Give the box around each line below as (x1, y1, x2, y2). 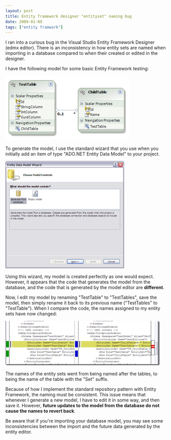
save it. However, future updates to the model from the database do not (5, 403, 160, 409)
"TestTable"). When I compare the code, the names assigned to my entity (5, 305, 161, 312)
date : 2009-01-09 (5, 19, 43, 24)
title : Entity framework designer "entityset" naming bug (5, 13, 132, 19)
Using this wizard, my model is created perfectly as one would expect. (5, 274, 154, 280)
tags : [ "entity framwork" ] (5, 25, 63, 30)
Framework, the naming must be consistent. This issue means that (5, 392, 146, 398)
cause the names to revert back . (5, 408, 76, 414)
